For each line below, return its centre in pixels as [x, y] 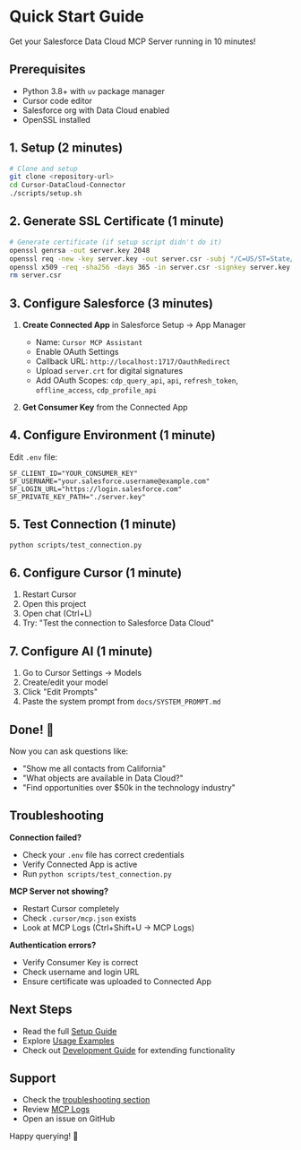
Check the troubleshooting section [86, 1100]
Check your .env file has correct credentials [103, 854]
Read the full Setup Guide [69, 1031]
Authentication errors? [53, 945]
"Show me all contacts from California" [94, 769]
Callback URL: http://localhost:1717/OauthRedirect [133, 361]
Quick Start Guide [77, 17]
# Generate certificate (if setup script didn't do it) [116, 242]
